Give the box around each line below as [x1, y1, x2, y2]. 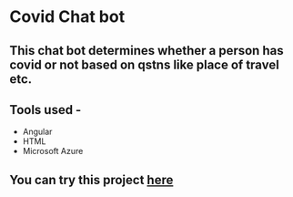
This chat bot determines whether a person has [9, 43, 284, 58]
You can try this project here [9, 171, 174, 188]
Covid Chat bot [9, 6, 126, 27]
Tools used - [9, 102, 82, 118]
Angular [22, 126, 53, 138]
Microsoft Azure [22, 146, 84, 157]
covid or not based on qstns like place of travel [9, 57, 279, 72]
